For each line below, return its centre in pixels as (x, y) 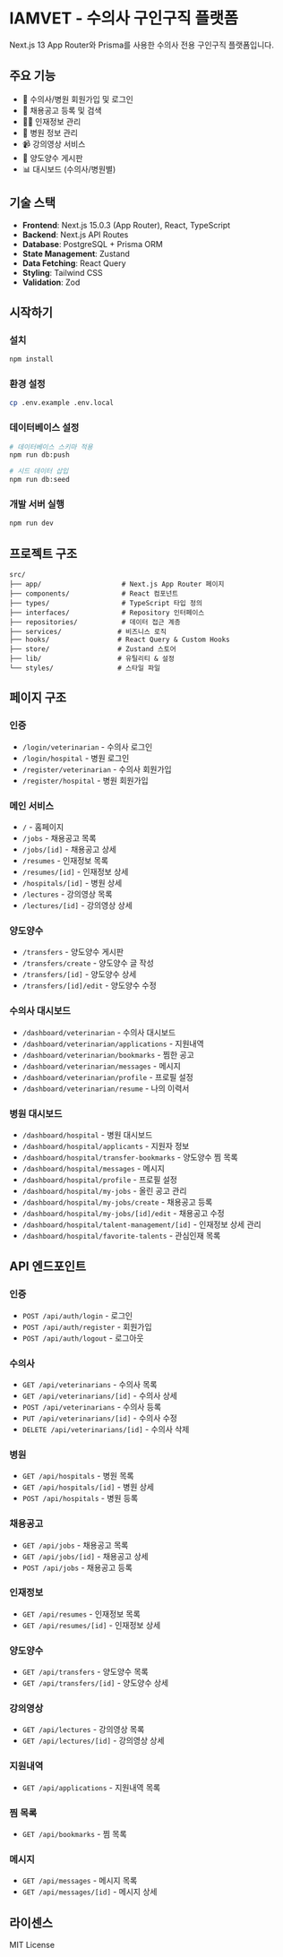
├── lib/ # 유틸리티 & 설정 (92, 659)
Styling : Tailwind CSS (62, 272)
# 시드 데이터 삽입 (39, 471)
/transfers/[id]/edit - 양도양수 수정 (89, 985)
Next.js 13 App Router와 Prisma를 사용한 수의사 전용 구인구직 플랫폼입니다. (142, 45)
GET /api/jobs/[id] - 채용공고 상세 (86, 1556)
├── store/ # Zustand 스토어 (93, 649)
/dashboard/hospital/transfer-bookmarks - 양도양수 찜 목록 (130, 1157)
